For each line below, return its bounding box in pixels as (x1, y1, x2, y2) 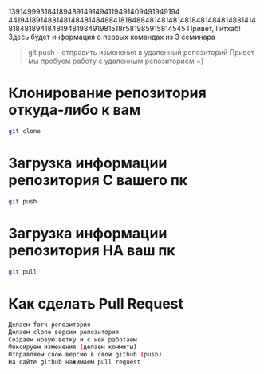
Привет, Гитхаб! (187, 24, 242, 33)
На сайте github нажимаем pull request (8, 358, 141, 366)
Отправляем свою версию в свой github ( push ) (8, 350, 162, 358)
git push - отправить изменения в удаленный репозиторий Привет (27, 48, 255, 57)
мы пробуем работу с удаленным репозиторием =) (27, 56, 204, 65)
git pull (8, 267, 37, 276)
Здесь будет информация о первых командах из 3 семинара (8, 32, 215, 41)
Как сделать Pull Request (8, 294, 184, 313)
